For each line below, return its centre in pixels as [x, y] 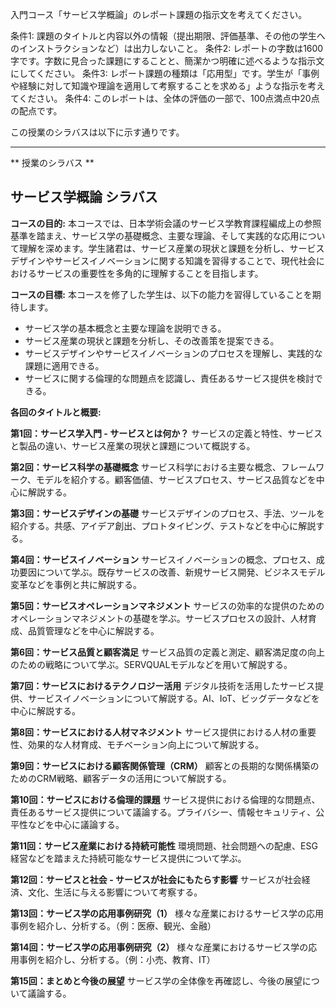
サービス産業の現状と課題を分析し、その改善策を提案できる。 [152, 340]
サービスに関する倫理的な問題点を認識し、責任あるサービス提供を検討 [169, 378]
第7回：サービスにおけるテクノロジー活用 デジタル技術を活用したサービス [162, 685]
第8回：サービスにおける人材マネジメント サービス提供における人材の [155, 732]
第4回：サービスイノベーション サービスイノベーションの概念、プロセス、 [163, 559]
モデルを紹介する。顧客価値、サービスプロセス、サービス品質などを [176, 479]
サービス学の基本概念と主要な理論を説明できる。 [125, 328]
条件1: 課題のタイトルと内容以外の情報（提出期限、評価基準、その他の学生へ [168, 36]
